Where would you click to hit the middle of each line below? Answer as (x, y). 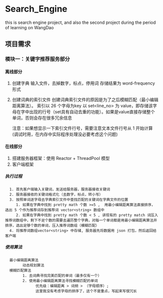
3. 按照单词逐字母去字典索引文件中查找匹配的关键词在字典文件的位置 (69, 200)
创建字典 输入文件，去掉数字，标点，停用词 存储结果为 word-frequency (83, 83)
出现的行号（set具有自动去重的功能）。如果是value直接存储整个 (92, 112)
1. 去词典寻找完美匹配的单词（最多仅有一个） (62, 276)
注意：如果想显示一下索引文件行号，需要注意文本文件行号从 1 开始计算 (82, 128)
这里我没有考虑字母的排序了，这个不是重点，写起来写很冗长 (86, 291)
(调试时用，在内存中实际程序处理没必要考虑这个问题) (65, 134)
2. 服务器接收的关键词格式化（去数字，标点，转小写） (56, 194)
